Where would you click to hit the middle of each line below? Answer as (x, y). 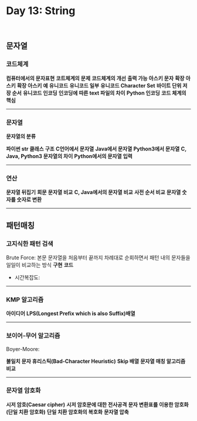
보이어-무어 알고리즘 (33, 336)
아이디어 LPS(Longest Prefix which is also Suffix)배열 (71, 313)
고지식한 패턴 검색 (30, 243)
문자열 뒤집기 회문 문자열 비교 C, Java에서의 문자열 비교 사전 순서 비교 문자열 (94, 192)
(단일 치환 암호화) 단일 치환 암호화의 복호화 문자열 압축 (67, 412)
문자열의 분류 (21, 136)
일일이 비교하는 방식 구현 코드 (40, 265)
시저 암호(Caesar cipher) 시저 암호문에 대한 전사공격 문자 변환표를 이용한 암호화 (97, 405)
